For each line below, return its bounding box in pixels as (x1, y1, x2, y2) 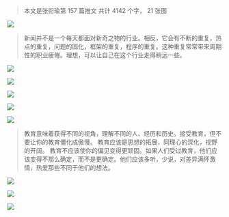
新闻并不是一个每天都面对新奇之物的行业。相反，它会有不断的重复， (23, 34, 216, 42)
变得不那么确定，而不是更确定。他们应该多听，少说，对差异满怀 (29, 155, 210, 163)
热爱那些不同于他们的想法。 (36, 164, 114, 171)
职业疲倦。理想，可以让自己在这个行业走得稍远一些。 (36, 51, 186, 59)
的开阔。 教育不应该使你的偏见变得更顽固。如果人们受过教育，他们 (23, 147, 212, 154)
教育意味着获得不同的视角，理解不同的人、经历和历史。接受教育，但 (23, 130, 216, 137)
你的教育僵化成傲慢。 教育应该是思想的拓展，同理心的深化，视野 (36, 138, 217, 146)
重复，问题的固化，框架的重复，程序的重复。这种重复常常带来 (36, 42, 210, 50)
